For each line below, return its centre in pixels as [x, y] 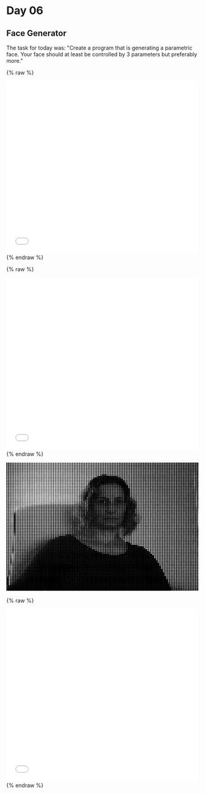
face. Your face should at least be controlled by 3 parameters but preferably [102, 54]
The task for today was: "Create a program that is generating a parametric [99, 48]
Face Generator [37, 33]
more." [15, 61]
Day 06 [25, 11]
